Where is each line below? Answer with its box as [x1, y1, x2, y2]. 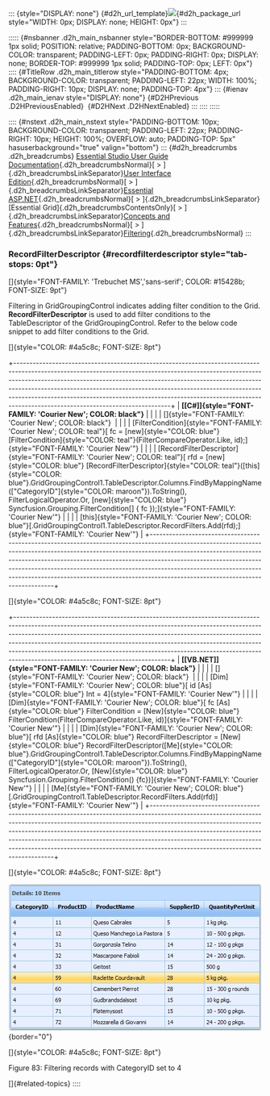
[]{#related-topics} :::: [8, 1079, 81, 1089]
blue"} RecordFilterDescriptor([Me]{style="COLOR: [63, 740, 234, 750]
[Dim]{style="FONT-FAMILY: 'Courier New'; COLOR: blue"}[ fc [8, 698, 215, 707]
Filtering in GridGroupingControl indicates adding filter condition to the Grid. [8, 301, 260, 310]
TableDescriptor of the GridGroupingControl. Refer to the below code [8, 319, 238, 328]
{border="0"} [8, 1032, 53, 1042]
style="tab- [200, 248, 248, 260]
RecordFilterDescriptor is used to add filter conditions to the [8, 310, 211, 319]
